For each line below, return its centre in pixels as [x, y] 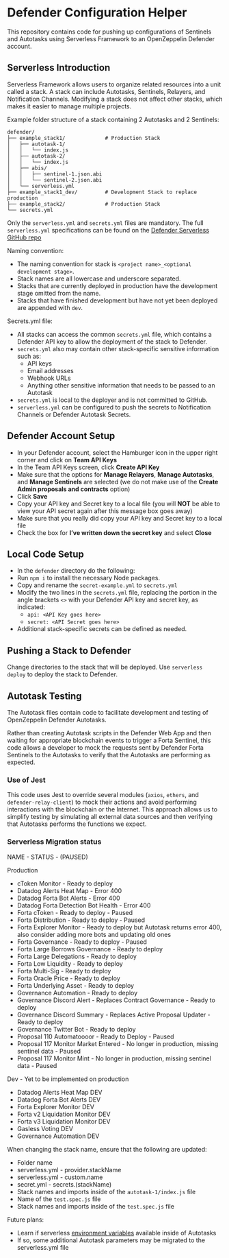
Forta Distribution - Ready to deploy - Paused [81, 920]
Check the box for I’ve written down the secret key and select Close [114, 532]
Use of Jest [26, 780]
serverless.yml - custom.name [60, 1177]
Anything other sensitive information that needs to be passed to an [121, 385]
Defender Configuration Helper [97, 13]
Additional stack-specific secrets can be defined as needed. [102, 629]
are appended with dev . [50, 307]
